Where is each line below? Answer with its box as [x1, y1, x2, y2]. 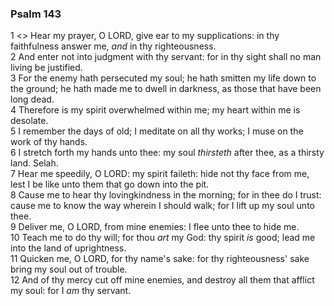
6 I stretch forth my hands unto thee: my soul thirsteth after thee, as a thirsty [10, 147, 325, 159]
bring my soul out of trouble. [10, 263, 128, 276]
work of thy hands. [10, 136, 88, 148]
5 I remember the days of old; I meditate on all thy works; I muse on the [10, 125, 304, 137]
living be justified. [10, 62, 83, 74]
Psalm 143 [10, 7, 62, 21]
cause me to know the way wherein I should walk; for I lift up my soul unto [10, 200, 315, 212]
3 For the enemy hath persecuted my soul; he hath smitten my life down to [10, 72, 317, 84]
